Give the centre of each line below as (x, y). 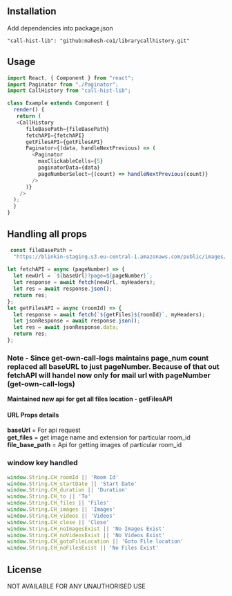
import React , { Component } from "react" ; (71, 78)
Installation (32, 11)
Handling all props (47, 234)
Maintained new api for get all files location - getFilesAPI (90, 399)
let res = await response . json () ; (63, 289)
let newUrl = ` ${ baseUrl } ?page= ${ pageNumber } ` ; (83, 276)
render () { (29, 110)
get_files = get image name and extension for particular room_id (99, 437)
